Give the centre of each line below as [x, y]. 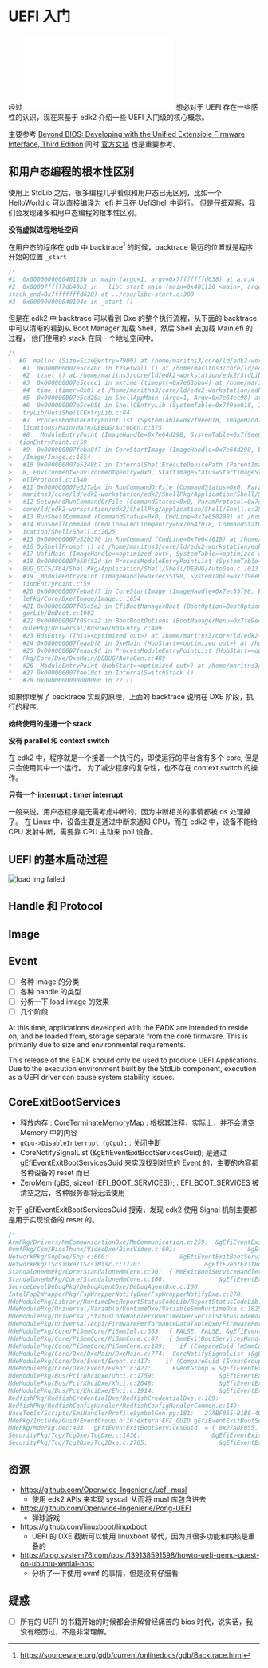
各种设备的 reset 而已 [55, 1172]
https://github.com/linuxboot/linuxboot [83, 1526]
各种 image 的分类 [49, 982]
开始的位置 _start [37, 257]
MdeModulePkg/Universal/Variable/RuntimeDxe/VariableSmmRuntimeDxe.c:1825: [137, 1309]
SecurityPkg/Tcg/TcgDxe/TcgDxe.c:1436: [75, 1436]
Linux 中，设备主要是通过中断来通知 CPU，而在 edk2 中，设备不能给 [145, 822]
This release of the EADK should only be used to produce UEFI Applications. [134, 1060]
